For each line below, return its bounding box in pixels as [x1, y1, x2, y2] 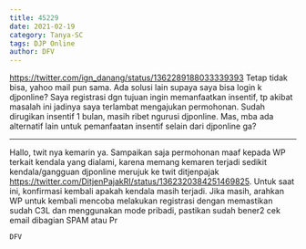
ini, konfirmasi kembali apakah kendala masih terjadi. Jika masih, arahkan [9, 186, 285, 197]
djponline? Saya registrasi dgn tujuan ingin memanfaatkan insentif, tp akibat [9, 92, 293, 103]
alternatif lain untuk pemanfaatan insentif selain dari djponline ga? [9, 120, 257, 132]
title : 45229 [9, 13, 59, 23]
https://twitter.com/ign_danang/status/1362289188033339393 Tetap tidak [9, 72, 289, 83]
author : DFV [9, 47, 55, 57]
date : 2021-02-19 [9, 22, 76, 31]
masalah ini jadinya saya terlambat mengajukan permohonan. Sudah [9, 101, 266, 112]
